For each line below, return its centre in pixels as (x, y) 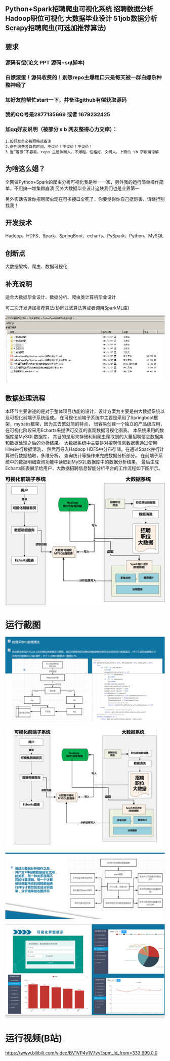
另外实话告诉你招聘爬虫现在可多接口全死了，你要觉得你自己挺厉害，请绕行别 (85, 199)
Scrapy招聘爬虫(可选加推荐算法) (56, 28)
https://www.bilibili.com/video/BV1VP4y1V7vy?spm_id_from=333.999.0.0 (81, 1053)
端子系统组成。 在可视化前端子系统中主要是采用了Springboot (91, 418)
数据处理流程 (25, 398)
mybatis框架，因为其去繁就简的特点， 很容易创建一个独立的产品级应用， (89, 424)
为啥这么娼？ (25, 169)
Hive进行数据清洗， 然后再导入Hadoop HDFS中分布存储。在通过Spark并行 (83, 449)
